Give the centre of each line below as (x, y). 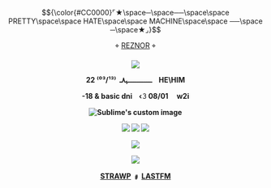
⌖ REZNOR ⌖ (135, 45)
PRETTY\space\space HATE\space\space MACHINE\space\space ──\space (135, 21)
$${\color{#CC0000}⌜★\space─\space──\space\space (135, 13)
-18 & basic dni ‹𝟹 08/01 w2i (135, 96)
